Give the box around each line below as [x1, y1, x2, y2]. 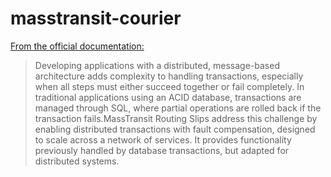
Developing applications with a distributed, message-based [34, 59, 280, 71]
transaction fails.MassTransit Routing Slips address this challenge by [34, 112, 318, 124]
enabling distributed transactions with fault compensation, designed [34, 123, 316, 135]
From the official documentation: [10, 40, 145, 52]
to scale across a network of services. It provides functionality [34, 133, 292, 146]
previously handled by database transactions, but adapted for [34, 144, 290, 156]
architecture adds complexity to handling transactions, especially [34, 70, 304, 82]
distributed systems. [34, 155, 120, 167]
